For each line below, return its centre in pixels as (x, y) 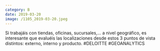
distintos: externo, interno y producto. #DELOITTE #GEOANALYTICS (75, 44)
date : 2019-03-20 (23, 14)
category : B (17, 10)
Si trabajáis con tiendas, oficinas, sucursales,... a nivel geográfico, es (76, 33)
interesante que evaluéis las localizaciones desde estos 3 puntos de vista (80, 38)
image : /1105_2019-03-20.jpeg (37, 19)
